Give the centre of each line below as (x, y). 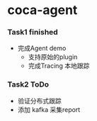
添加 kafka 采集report (49, 109)
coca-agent (42, 10)
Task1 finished (33, 32)
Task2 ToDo (28, 84)
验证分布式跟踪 (39, 101)
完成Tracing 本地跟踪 (59, 66)
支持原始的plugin (53, 57)
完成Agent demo (42, 49)
